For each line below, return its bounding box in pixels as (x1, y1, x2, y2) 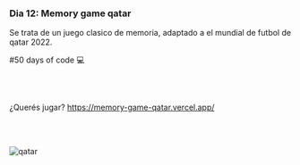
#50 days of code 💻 (9, 54, 85, 65)
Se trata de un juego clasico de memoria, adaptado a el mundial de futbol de (9, 28, 292, 38)
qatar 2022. (9, 37, 53, 47)
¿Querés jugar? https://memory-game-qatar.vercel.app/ (9, 102, 215, 113)
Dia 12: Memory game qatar (9, 7, 132, 20)
